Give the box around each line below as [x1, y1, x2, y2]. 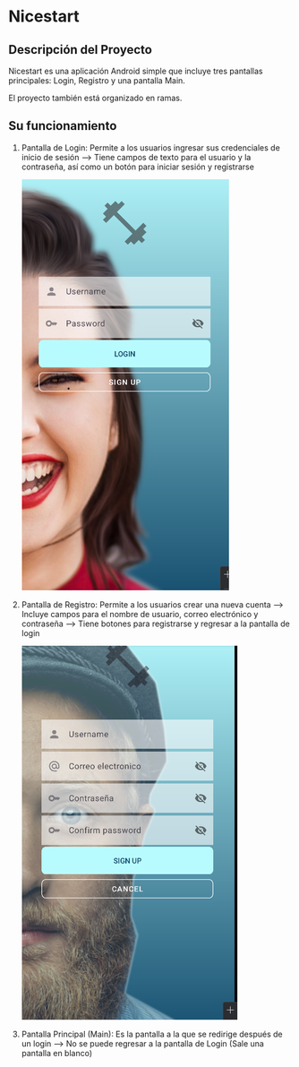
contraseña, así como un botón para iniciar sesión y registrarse [21, 161, 254, 172]
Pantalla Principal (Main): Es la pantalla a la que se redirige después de [21, 1028, 283, 1039]
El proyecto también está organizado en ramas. [8, 92, 183, 103]
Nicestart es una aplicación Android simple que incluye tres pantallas [8, 65, 263, 76]
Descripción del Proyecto [8, 42, 153, 57]
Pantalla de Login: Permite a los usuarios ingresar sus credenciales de [21, 142, 281, 153]
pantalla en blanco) [21, 1047, 93, 1058]
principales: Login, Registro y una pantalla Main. [8, 75, 185, 86]
